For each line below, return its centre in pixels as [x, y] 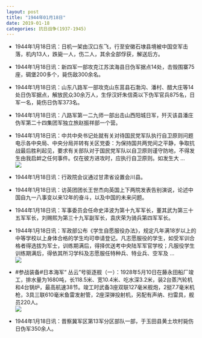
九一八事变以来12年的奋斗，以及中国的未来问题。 [87, 197]
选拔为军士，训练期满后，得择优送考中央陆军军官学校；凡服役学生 [113, 246]
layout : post [23, 12]
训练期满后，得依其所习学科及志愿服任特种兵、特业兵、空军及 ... [95, 253]
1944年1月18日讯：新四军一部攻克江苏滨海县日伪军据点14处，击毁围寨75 [105, 67]
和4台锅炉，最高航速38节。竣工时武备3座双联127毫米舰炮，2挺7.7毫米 [102, 287]
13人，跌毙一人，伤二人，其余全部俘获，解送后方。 [100, 54]
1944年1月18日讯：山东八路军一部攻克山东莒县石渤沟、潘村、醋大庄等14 [104, 88]
